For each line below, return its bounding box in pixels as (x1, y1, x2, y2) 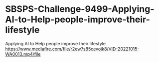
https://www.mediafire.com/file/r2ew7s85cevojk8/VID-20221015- (5, 46, 140, 52)
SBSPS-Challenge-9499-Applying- (5, 3, 155, 15)
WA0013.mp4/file (5, 51, 41, 57)
